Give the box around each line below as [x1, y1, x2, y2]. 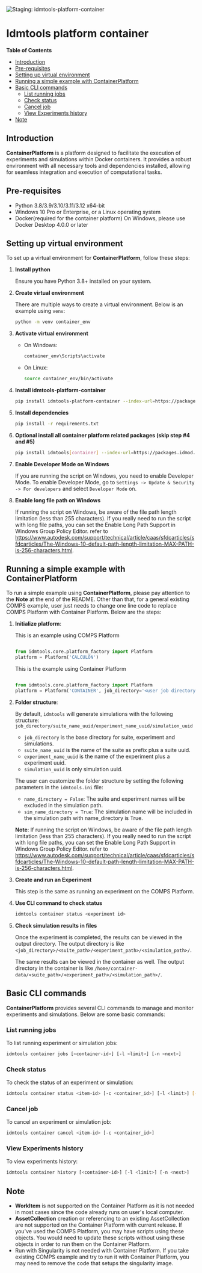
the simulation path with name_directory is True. [23, 814, 143, 821]
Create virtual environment [14, 289, 84, 297]
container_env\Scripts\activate [23, 353, 105, 359]
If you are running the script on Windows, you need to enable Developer [14, 472, 194, 479]
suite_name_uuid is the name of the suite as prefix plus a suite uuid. [23, 746, 191, 753]
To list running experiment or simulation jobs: [6, 1039, 118, 1046]
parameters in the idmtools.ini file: [14, 783, 103, 791]
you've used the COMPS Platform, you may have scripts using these [14, 1228, 185, 1235]
